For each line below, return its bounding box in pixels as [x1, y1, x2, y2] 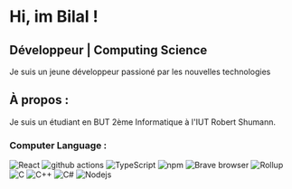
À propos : [9, 92, 70, 108]
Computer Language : [9, 138, 108, 151]
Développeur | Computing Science [9, 43, 208, 58]
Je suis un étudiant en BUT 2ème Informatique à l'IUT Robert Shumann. [9, 116, 277, 128]
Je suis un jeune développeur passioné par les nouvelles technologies [9, 66, 271, 77]
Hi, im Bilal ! [9, 6, 99, 27]
